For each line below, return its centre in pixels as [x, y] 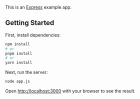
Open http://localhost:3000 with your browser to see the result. [70, 91]
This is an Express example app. [38, 7]
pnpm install [19, 53]
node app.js [17, 81]
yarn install [19, 63]
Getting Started [30, 23]
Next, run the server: [26, 72]
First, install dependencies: [33, 35]
